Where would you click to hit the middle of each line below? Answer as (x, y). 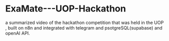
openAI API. (18, 33)
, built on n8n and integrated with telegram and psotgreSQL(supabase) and (84, 27)
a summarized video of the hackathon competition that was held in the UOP (84, 22)
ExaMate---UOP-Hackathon (66, 9)
